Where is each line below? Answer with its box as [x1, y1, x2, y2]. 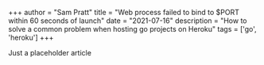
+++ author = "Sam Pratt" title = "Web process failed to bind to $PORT [8, 8, 240, 17]
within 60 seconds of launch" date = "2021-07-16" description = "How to [8, 16, 247, 25]
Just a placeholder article [8, 48, 91, 57]
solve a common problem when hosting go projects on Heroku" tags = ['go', [8, 25, 257, 33]
